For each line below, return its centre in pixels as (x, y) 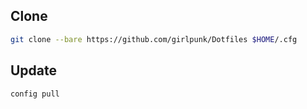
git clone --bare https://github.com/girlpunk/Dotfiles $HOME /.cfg (154, 39)
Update (34, 70)
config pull (35, 94)
